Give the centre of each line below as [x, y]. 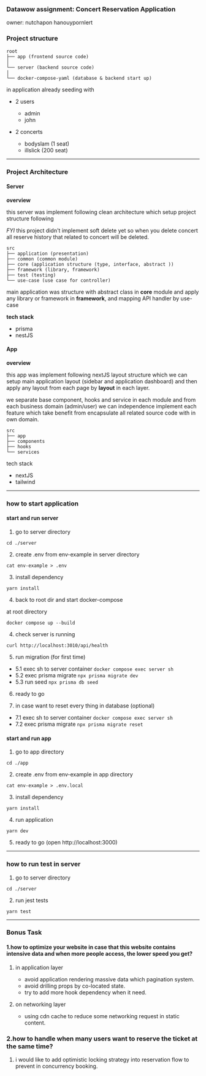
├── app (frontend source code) [48, 57]
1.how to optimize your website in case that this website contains [91, 947]
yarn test [19, 911]
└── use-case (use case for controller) [59, 280]
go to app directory [40, 752]
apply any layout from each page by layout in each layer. [78, 388]
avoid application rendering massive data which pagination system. [109, 979]
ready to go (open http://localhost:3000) [66, 843]
